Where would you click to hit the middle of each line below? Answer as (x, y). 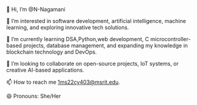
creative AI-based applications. (45, 70)
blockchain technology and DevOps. (52, 52)
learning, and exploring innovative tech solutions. (68, 27)
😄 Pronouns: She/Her (34, 96)
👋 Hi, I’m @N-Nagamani (36, 9)
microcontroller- (171, 39)
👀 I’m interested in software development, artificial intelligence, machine (96, 21)
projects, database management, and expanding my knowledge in (105, 46)
